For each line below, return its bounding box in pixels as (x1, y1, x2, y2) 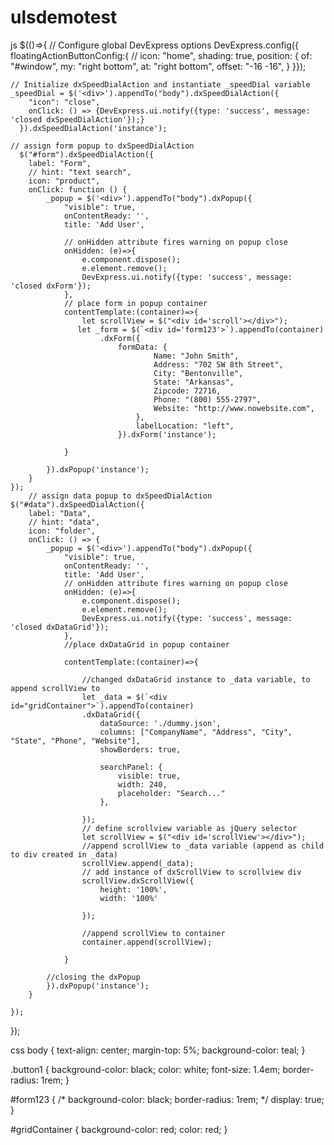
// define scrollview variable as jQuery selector (81, 823, 298, 833)
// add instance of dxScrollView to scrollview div (81, 867, 302, 877)
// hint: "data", (28, 517, 101, 527)
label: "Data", (28, 508, 92, 518)
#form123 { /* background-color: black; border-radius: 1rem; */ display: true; (10, 1093, 325, 1105)
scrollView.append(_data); (81, 858, 195, 868)
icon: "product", (28, 176, 101, 186)
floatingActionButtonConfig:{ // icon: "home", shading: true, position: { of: (10, 49, 313, 61)
